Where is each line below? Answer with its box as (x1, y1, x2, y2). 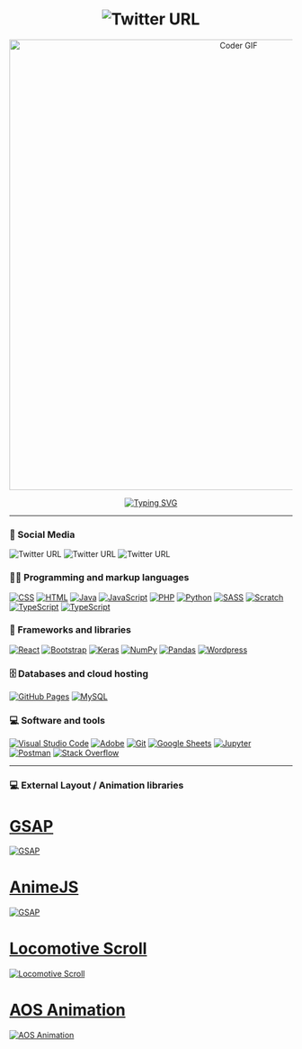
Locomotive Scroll (9, 938, 147, 959)
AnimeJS (9, 877, 79, 898)
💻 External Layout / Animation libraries (9, 780, 184, 792)
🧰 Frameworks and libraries (9, 624, 132, 636)
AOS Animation (9, 1000, 126, 1020)
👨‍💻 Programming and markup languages (9, 571, 190, 584)
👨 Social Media (9, 528, 75, 541)
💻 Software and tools (9, 715, 106, 727)
